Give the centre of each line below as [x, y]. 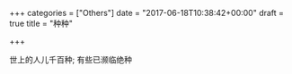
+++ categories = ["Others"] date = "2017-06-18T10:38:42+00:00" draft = [147, 13]
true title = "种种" [41, 23]
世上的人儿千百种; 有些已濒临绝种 [71, 60]
